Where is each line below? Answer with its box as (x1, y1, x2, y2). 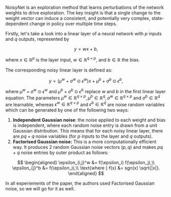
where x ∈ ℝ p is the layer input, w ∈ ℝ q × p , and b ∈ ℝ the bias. (5, 56, 140, 63)
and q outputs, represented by (5, 36, 70, 42)
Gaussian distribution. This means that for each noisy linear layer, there (12, 128, 163, 134)
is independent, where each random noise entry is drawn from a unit (12, 122, 158, 128)
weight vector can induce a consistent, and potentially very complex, (5, 15, 151, 21)
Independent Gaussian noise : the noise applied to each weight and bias (12, 117, 166, 123)
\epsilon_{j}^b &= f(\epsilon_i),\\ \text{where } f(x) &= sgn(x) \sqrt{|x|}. (12, 165, 160, 171)
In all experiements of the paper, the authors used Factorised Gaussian (5, 180, 155, 186)
